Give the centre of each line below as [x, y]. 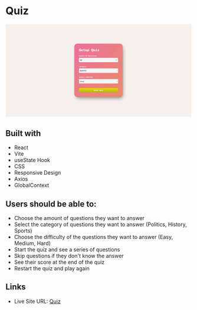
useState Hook [32, 160]
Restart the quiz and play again [52, 269]
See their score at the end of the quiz [59, 262]
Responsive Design [37, 173]
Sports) [23, 231]
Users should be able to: [51, 204]
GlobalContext [32, 185]
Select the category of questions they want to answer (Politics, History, [100, 225]
